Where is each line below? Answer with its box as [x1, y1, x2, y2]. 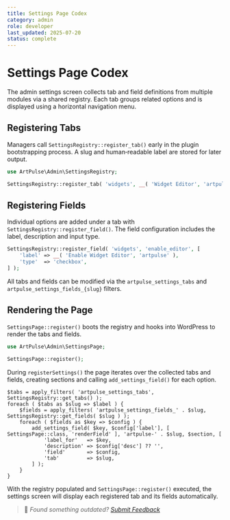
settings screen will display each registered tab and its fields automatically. [7, 492, 218, 500]
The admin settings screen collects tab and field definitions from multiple [7, 88, 214, 96]
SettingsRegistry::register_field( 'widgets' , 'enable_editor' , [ [7, 246, 201, 252]
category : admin [7, 16, 53, 23]
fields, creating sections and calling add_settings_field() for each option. [7, 375, 217, 383]
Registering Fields [7, 200, 86, 211]
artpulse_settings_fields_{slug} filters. [7, 284, 122, 292]
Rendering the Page [7, 305, 94, 316]
